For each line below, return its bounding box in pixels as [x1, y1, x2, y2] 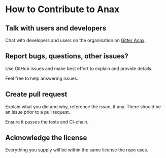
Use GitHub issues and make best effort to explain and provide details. [5, 65, 153, 72]
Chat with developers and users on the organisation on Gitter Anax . [5, 37, 146, 43]
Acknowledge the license [5, 134, 87, 142]
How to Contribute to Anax [5, 4, 120, 15]
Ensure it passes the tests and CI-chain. [5, 118, 89, 125]
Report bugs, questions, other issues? [5, 52, 128, 60]
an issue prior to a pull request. [5, 109, 70, 115]
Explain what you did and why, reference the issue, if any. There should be [5, 103, 161, 110]
